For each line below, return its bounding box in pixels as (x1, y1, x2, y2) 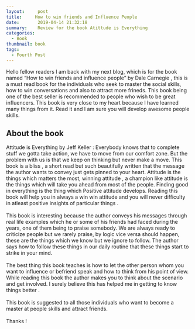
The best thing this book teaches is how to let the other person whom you (6, 262, 184, 269)
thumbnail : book (6, 41, 46, 47)
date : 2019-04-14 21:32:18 (6, 19, 88, 25)
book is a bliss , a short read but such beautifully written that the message (6, 162, 185, 169)
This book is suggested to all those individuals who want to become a (6, 299, 174, 306)
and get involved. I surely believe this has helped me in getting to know (6, 280, 177, 288)
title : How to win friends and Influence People (6, 14, 138, 20)
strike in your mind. (6, 250, 53, 257)
